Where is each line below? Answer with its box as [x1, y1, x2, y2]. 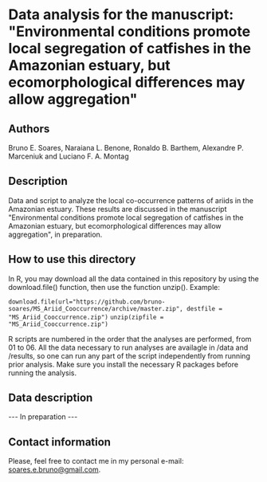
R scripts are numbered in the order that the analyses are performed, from [8, 334, 252, 343]
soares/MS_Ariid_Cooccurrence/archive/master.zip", [8, 304, 183, 312]
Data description [8, 391, 93, 405]
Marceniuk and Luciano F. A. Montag [8, 151, 129, 161]
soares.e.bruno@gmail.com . [8, 464, 101, 475]
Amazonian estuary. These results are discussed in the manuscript [8, 204, 227, 214]
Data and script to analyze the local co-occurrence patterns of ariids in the [8, 195, 253, 205]
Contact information [8, 435, 112, 449]
